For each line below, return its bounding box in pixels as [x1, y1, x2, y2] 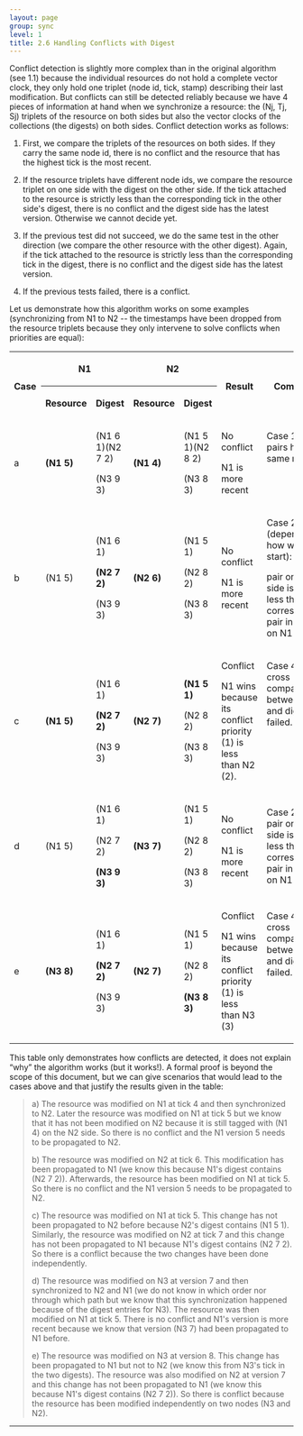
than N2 [220, 759, 255, 772]
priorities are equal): [9, 333, 85, 343]
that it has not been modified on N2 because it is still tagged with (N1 [31, 1118, 288, 1129]
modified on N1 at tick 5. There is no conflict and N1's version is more [31, 1313, 289, 1325]
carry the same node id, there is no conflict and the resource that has [22, 148, 280, 159]
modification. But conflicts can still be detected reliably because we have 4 [9, 92, 289, 103]
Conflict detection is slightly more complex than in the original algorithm [9, 63, 277, 74]
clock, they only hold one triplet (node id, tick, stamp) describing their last [9, 82, 284, 93]
